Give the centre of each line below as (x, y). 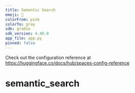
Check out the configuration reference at (48, 57)
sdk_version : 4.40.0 (27, 34)
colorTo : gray (20, 24)
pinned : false (20, 43)
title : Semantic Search (31, 10)
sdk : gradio (18, 29)
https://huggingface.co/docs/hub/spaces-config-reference (67, 63)
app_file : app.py (24, 39)
